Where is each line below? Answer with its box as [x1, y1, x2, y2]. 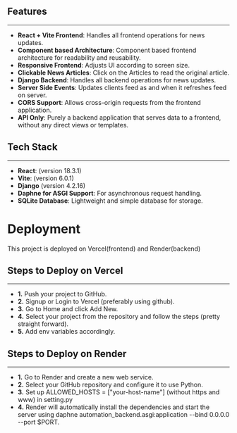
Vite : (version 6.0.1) [17, 174, 74, 182]
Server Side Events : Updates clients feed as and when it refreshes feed [17, 83, 227, 92]
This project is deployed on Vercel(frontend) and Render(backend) [7, 244, 201, 253]
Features [7, 6, 47, 18]
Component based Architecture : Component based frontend [17, 46, 197, 54]
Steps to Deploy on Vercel [7, 264, 123, 277]
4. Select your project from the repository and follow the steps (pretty [17, 313, 221, 321]
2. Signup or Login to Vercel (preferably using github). [17, 297, 175, 306]
